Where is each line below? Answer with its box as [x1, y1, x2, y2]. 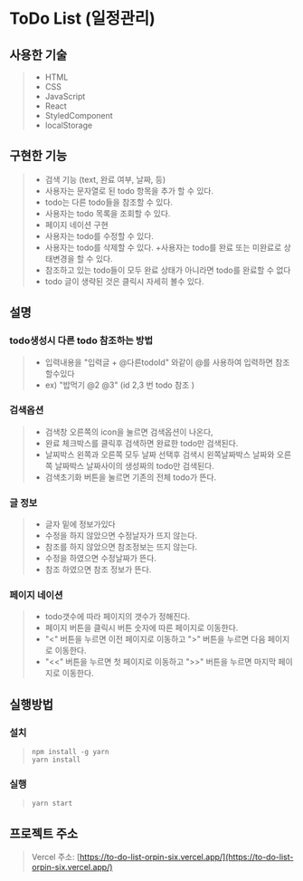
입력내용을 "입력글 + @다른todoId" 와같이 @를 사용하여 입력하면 [44, 357, 274, 368]
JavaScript [44, 91, 86, 101]
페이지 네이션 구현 [44, 219, 109, 230]
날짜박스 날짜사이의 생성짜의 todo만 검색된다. [54, 460, 214, 471]
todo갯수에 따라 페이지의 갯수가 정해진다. [44, 611, 191, 622]
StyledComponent [44, 110, 113, 120]
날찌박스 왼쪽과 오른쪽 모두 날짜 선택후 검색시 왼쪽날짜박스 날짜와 [44, 449, 275, 460]
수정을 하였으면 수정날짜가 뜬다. [44, 553, 156, 564]
